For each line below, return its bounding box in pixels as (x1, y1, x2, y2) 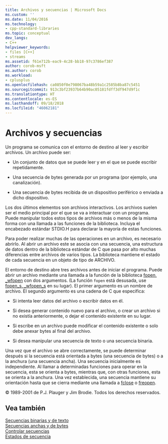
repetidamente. (12, 164, 44, 170)
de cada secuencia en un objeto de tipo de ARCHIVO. (5, 257, 116, 263)
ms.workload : (5, 73, 33, 78)
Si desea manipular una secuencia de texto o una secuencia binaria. (12, 338, 153, 344)
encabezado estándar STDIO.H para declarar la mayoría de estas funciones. (5, 226, 162, 232)
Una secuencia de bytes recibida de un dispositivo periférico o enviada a (12, 189, 163, 195)
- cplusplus (5, 78, 30, 83)
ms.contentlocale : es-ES (5, 96, 57, 101)
